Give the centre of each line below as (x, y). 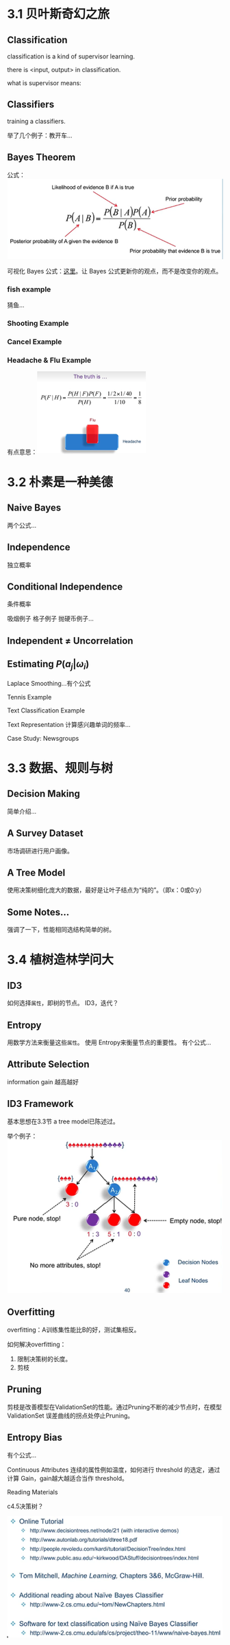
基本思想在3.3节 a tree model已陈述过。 (63, 1121)
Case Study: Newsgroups (43, 738)
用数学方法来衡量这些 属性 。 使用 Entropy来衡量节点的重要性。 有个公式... (109, 1042)
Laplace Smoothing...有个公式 (49, 683)
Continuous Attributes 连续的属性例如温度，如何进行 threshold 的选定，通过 (114, 1469)
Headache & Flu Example (49, 360)
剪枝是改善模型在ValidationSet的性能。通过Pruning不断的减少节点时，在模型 (115, 1407)
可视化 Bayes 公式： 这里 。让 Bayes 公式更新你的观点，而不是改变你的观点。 (115, 271)
